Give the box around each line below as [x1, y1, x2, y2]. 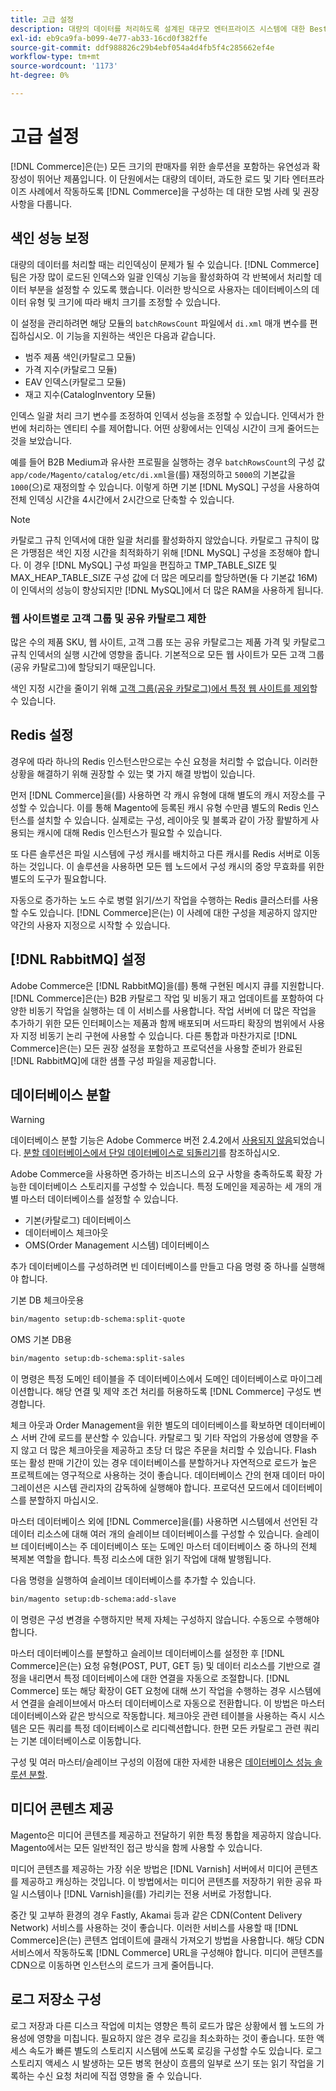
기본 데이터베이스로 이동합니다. [20, 1734, 142, 1746]
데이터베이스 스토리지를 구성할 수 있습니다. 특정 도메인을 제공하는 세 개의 [28, 1181, 312, 1193]
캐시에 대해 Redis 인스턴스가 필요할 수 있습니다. [36, 826, 223, 838]
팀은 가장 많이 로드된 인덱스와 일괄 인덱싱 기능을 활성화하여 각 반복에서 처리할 [10, 271, 312, 283]
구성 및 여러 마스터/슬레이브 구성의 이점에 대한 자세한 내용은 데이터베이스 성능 [10, 1756, 313, 1768]
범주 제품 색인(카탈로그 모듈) [24, 351, 137, 363]
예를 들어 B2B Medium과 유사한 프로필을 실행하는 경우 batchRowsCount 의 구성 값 [10, 456, 326, 468]
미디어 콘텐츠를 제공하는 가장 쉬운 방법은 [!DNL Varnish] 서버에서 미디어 [10, 1862, 292, 1875]
